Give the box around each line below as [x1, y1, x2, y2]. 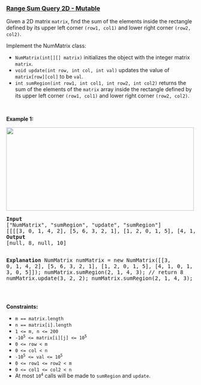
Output [6, 234, 26, 241]
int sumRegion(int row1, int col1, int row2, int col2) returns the [14, 79, 187, 86]
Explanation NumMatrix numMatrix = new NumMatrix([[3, [6, 257, 171, 264]
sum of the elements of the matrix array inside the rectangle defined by [14, 86, 192, 93]
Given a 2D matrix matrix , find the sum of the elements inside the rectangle [6, 18, 193, 25]
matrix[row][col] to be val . [14, 73, 84, 80]
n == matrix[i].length [14, 323, 72, 329]
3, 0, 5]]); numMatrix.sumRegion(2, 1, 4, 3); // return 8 [6, 269, 184, 276]
